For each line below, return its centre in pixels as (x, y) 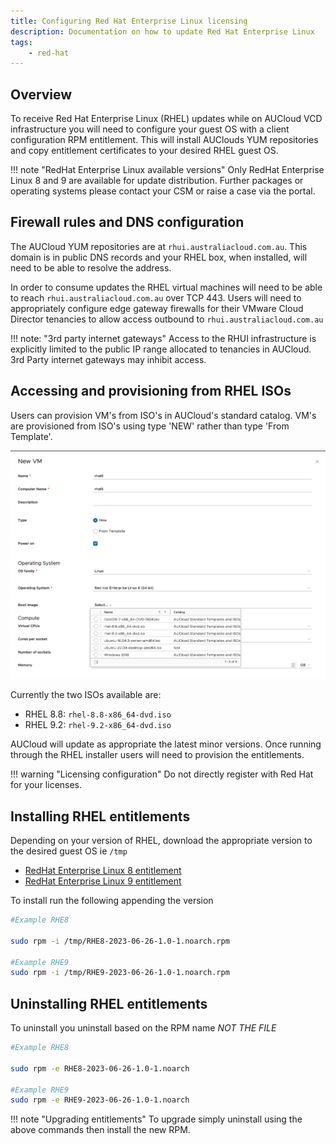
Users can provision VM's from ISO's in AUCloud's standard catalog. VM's (163, 415)
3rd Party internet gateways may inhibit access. (108, 359)
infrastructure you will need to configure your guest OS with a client (150, 129)
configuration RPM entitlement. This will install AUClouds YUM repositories (164, 140)
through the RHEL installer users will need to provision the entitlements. (157, 755)
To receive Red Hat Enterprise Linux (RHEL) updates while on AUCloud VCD (166, 119)
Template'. (31, 436)
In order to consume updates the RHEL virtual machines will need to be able (166, 287)
